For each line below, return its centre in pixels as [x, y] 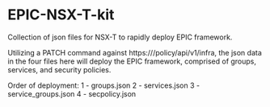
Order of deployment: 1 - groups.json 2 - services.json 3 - [103, 85]
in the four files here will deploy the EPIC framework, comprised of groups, [132, 61]
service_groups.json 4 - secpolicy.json [72, 93]
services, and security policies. [59, 69]
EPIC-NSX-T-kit [61, 15]
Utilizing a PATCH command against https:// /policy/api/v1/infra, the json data [135, 52]
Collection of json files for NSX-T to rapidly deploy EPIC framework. [120, 37]
